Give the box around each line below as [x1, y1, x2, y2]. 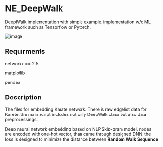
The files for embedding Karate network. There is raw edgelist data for [5, 106, 147, 112]
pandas [5, 79, 20, 85]
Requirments [5, 48, 45, 56]
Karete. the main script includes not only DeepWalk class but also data [5, 111, 147, 117]
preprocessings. [5, 116, 38, 122]
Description [5, 93, 41, 102]
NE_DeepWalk [5, 3, 63, 14]
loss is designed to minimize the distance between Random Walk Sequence [5, 136, 159, 142]
